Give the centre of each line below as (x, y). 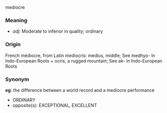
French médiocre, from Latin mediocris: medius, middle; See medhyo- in (80, 55)
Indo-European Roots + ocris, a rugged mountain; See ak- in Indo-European (84, 61)
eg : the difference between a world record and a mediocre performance (80, 90)
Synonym (17, 79)
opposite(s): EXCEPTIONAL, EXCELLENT (55, 105)
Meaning (16, 20)
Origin (13, 44)
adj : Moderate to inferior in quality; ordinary (58, 31)
